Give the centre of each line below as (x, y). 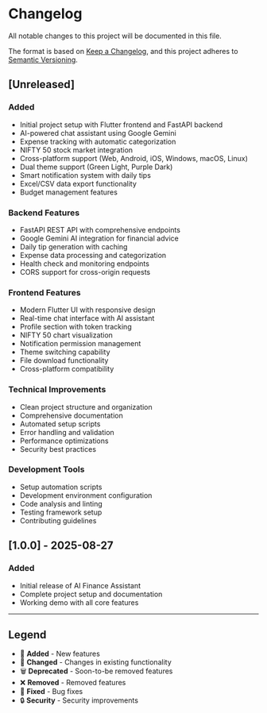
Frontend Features (44, 292)
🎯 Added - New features (60, 654)
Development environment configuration (86, 495)
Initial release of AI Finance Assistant (80, 585)
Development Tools (46, 469)
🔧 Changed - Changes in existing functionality (96, 662)
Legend (27, 635)
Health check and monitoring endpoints (84, 264)
